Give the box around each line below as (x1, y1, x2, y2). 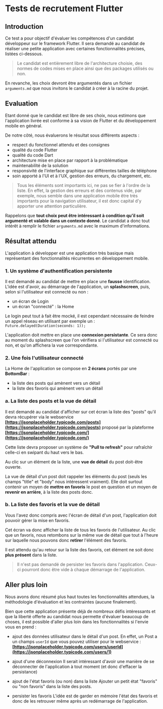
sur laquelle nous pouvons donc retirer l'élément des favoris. (5, 537, 127, 543)
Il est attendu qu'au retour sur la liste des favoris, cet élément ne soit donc (5, 546, 154, 552)
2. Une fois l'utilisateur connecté (5, 354, 84, 361)
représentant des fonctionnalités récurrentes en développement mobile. (5, 255, 149, 261)
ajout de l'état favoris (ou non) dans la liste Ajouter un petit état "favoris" (12, 678, 157, 684)
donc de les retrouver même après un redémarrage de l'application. (12, 698, 148, 704)
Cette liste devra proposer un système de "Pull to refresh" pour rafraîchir (5, 444, 153, 450)
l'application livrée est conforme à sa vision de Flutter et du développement (5, 118, 157, 124)
